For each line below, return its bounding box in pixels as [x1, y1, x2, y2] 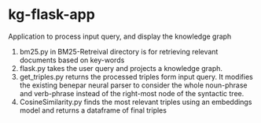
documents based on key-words [19, 55, 125, 65]
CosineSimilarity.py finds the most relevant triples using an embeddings [19, 97, 252, 106]
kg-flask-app [8, 6, 96, 24]
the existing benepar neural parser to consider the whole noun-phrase [19, 80, 248, 90]
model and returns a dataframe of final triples [19, 105, 167, 115]
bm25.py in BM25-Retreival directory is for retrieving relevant [19, 47, 219, 56]
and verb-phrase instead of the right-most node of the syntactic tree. [19, 88, 244, 98]
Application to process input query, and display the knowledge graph [8, 32, 232, 41]
